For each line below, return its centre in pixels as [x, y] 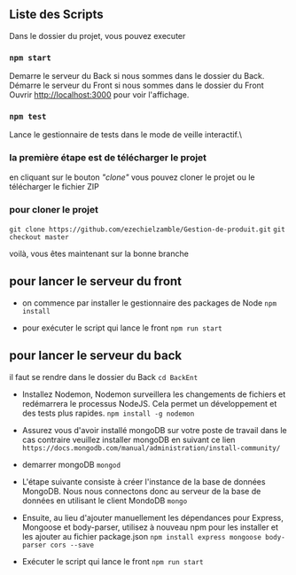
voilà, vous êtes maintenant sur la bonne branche [99, 253]
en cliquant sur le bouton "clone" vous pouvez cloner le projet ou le [132, 177]
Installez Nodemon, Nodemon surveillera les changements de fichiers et [154, 394]
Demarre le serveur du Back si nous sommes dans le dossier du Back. [137, 76]
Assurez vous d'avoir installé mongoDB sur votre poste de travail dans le [154, 430]
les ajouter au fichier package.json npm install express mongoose [141, 536]
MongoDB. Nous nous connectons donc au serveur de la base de [141, 491]
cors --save [72, 545]
